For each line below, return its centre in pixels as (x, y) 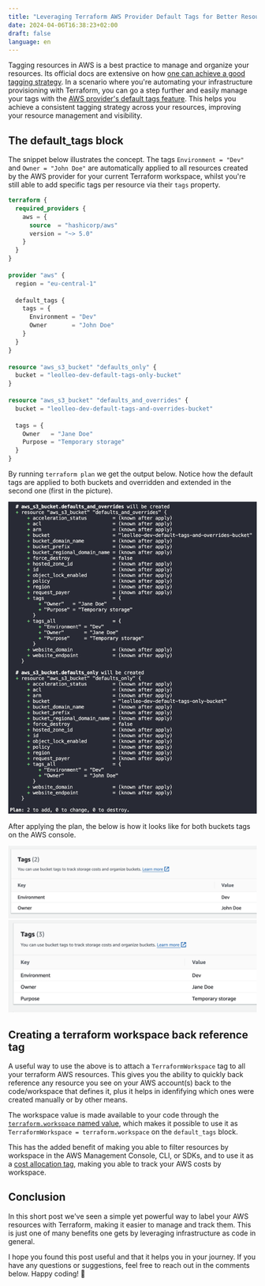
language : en (30, 42)
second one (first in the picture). (60, 491)
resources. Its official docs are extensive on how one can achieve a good (127, 74)
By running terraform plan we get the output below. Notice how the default (131, 474)
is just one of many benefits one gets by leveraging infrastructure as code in (132, 1233)
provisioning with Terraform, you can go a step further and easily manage (128, 90)
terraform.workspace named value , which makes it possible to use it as (123, 1123)
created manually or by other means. (68, 1099)
